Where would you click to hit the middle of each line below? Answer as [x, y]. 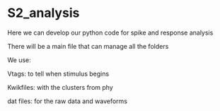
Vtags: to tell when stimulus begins [58, 74]
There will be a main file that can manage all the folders [88, 46]
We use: [19, 60]
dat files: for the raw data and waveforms [67, 101]
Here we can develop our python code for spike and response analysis [110, 33]
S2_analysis [44, 13]
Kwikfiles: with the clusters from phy [60, 87]
